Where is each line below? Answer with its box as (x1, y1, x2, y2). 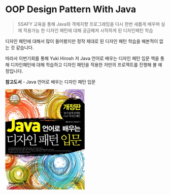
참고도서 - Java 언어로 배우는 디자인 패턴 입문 (5, 79, 96, 85)
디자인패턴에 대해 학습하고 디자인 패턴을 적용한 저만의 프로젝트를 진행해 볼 (10, 61, 157, 68)
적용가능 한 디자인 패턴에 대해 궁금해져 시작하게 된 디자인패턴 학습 (23, 27, 153, 34)
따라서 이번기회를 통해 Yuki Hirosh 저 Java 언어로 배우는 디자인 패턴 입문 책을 (5, 55, 159, 61)
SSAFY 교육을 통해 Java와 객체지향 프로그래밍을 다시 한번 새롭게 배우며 (17, 21, 160, 27)
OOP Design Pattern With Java (5, 4, 137, 15)
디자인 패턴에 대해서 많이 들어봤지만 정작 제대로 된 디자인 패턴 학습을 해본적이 (5, 38, 158, 44)
